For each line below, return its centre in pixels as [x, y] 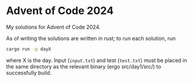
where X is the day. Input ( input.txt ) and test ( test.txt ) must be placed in [96, 60]
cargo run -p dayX [29, 49]
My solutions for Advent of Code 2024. [54, 27]
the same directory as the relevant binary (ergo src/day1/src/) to [84, 66]
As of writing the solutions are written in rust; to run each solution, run [91, 38]
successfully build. [29, 73]
